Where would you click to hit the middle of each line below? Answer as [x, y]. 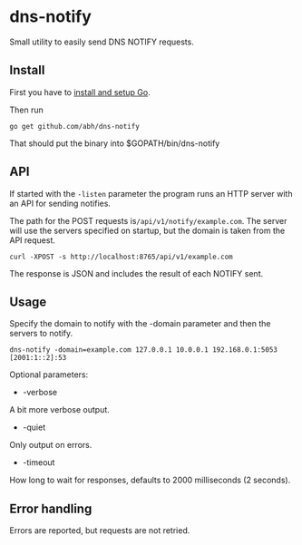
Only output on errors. [51, 445]
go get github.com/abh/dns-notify [75, 126]
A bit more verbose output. [60, 410]
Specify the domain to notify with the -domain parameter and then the [140, 324]
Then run [26, 110]
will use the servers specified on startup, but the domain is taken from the [147, 230]
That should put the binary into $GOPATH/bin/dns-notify [115, 143]
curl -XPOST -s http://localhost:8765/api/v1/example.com [121, 257]
